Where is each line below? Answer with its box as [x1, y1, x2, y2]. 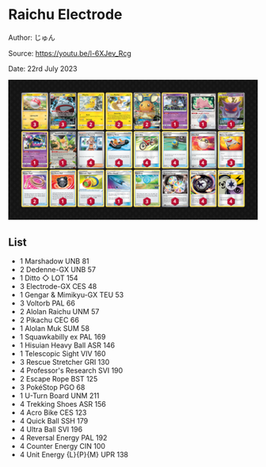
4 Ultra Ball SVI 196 [19, 425, 83, 435]
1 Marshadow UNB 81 [19, 256, 89, 266]
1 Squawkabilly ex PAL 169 [19, 332, 106, 342]
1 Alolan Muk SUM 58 [19, 324, 89, 333]
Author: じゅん [8, 32, 55, 42]
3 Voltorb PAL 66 [19, 298, 75, 308]
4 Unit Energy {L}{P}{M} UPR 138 [19, 450, 129, 460]
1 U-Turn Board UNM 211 [19, 391, 100, 401]
